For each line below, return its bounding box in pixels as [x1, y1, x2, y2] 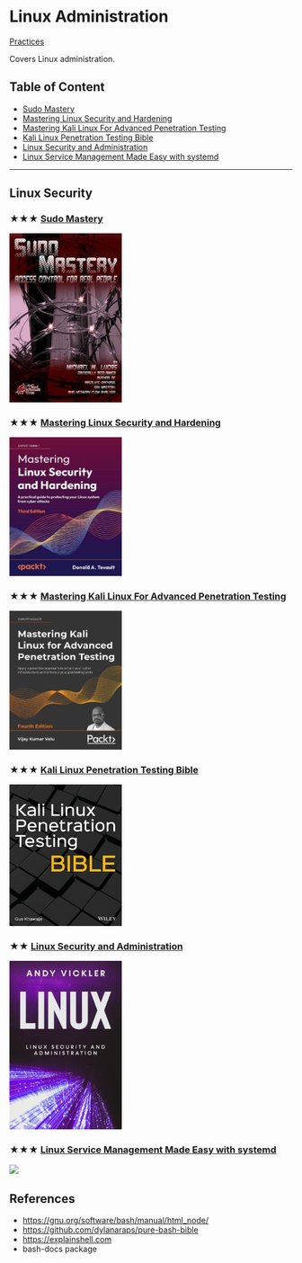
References [9, 1191, 75, 1206]
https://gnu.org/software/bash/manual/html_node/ [22, 1215, 209, 1226]
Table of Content [9, 79, 105, 95]
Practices [9, 36, 45, 47]
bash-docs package [22, 1243, 97, 1255]
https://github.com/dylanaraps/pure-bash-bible [22, 1224, 200, 1235]
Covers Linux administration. [9, 53, 115, 64]
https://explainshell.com [22, 1234, 112, 1245]
